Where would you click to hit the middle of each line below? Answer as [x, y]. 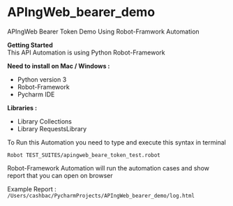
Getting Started [30, 45]
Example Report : [32, 189]
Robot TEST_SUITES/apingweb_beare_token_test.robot [84, 155]
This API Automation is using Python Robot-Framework [86, 52]
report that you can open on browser [60, 175]
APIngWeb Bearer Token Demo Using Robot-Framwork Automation [104, 31]
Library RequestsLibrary [52, 128]
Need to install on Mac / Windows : [59, 66]
